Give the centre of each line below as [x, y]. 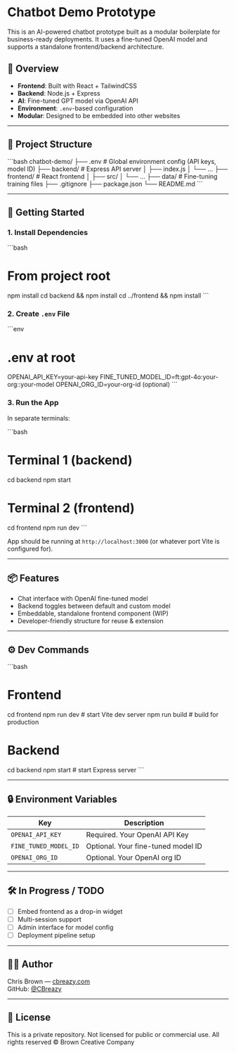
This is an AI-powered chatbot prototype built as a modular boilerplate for [114, 32]
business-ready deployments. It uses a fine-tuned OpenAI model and [107, 39]
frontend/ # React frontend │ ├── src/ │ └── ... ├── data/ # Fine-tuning [112, 176]
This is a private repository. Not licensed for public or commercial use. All [113, 1034]
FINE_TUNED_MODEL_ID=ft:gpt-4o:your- [159, 377]
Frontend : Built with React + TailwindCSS [77, 86]
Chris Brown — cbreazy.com [49, 981]
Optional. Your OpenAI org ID [133, 857]
